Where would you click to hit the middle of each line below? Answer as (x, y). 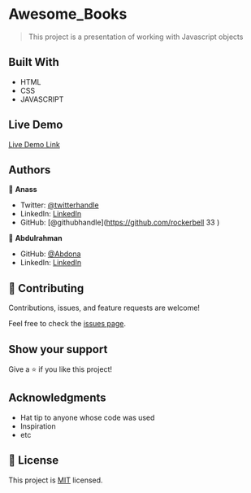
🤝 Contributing (46, 288)
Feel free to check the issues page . (67, 324)
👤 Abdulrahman (35, 238)
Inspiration (38, 426)
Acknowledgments (58, 398)
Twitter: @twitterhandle (59, 205)
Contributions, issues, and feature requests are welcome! (104, 308)
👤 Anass (23, 190)
